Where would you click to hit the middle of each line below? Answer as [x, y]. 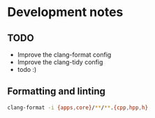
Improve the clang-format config [64, 54]
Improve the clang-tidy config [60, 62]
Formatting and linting [57, 91]
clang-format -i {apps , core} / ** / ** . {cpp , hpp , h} [78, 108]
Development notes [65, 12]
